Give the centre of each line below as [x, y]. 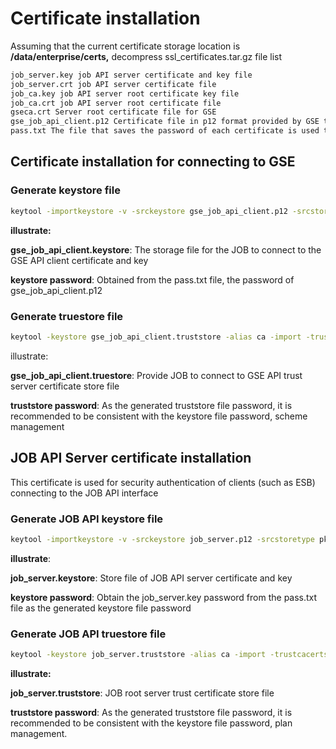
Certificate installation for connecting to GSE [153, 162]
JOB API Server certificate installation [131, 458]
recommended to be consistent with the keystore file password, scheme [159, 416]
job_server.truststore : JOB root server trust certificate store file [142, 693]
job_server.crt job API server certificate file [113, 84]
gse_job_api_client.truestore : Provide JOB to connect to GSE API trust [156, 375]
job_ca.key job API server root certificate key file [125, 93]
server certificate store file [65, 386]
